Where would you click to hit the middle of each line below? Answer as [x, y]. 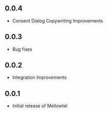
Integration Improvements [39, 77]
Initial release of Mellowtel [40, 106]
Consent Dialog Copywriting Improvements [58, 20]
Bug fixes [22, 49]
